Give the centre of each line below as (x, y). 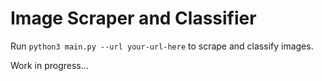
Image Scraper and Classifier (133, 18)
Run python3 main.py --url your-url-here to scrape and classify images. (162, 46)
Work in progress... (49, 65)
